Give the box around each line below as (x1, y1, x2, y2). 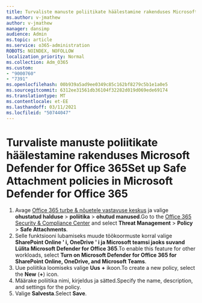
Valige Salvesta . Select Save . (14, 290, 87, 297)
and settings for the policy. (14, 284, 81, 291)
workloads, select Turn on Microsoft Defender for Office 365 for (14, 251, 177, 259)
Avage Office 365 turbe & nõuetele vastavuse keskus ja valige (14, 207, 169, 214)
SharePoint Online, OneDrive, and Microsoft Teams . (14, 258, 147, 265)
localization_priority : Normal (6, 54, 85, 60)
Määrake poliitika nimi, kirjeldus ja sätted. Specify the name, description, (14, 277, 194, 284)
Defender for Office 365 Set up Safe (6, 161, 187, 175)
